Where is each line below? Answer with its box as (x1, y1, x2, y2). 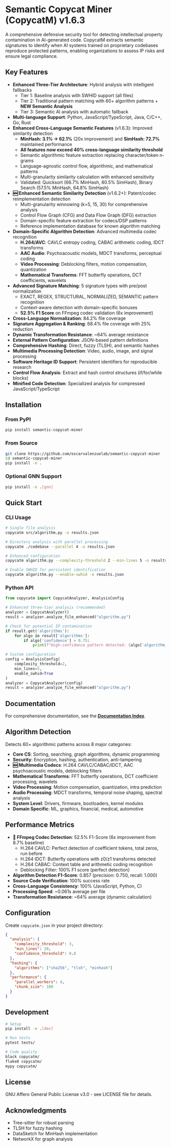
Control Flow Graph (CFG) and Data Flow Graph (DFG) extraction (20, 212, 157, 218)
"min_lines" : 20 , (14, 946, 51, 951)
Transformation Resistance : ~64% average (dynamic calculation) (12, 894, 152, 900)
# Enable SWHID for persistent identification (5, 567, 106, 573)
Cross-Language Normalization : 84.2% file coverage (12, 315, 126, 321)
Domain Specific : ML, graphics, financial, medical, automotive (12, 806, 144, 812)
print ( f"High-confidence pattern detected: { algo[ (32, 643, 142, 648)
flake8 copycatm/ (5, 1059, 42, 1064)
